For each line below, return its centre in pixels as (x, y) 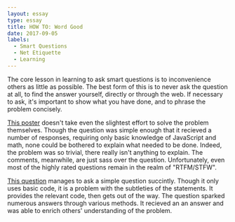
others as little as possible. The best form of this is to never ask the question (117, 86)
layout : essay (28, 14)
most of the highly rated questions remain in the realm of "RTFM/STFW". (112, 167)
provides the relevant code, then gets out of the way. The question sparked (116, 195)
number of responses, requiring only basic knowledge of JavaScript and (112, 137)
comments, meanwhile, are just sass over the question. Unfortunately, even (116, 160)
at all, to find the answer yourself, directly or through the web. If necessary (115, 94)
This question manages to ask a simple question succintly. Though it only (113, 181)
